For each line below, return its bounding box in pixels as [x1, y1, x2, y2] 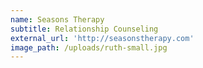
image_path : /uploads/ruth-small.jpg [10, 42, 168, 53]
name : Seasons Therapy [10, 14, 105, 25]
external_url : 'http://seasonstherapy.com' [10, 33, 195, 43]
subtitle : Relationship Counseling [10, 24, 159, 34]
